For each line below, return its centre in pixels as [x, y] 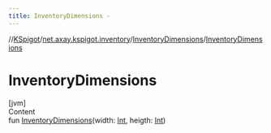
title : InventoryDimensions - [60, 16]
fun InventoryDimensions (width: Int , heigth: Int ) [87, 120]
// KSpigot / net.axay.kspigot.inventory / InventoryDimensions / [108, 39]
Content [22, 111]
